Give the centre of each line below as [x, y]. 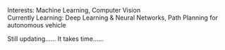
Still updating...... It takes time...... [56, 39]
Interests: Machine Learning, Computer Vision [74, 10]
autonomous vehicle [37, 25]
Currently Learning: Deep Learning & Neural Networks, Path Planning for [113, 18]
